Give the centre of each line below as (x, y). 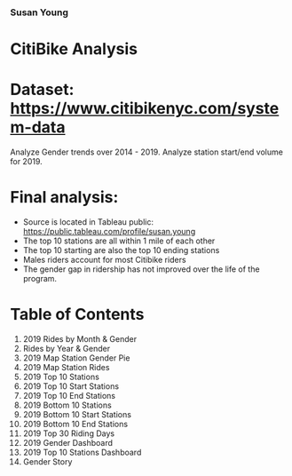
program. (39, 278)
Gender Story (47, 461)
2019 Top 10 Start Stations (71, 386)
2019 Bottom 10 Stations (67, 405)
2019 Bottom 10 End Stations (75, 424)
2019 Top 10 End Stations (69, 395)
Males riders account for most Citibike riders (104, 259)
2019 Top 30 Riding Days (68, 433)
